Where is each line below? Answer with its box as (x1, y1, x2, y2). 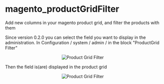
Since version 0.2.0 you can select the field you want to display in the (5, 34, 146, 40)
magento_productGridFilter (5, 3, 120, 15)
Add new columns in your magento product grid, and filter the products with (5, 20, 160, 26)
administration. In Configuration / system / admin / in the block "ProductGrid (5, 39, 160, 45)
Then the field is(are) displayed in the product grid (5, 64, 107, 70)
